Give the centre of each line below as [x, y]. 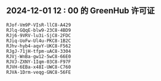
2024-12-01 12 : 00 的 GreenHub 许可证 [80, 11]
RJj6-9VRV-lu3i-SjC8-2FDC [38, 35]
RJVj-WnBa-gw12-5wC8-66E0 [38, 56]
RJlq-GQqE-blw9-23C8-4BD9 [38, 30]
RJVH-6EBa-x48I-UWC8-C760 [38, 67]
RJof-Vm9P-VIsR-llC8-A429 [38, 25]
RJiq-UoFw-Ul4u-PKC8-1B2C [38, 41]
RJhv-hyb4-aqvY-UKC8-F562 [38, 46]
